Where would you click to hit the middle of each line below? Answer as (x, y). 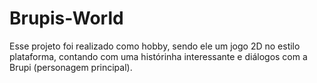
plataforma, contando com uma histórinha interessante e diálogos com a (158, 56)
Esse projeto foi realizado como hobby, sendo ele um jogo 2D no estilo (155, 46)
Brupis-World (66, 18)
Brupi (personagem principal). (71, 67)
